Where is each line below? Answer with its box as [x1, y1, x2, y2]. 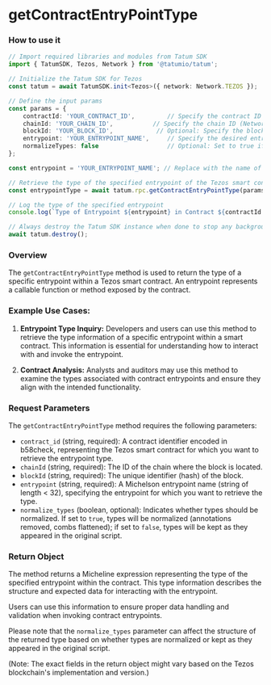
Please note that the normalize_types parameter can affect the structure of [8, 626, 256, 636]
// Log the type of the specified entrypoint [8, 200, 164, 209]
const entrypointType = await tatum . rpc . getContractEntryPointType [8, 186, 240, 195]
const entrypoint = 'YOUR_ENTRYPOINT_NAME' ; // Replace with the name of [8, 164, 262, 172]
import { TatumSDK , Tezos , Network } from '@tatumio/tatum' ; [8, 61, 219, 69]
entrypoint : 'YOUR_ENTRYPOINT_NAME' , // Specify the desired [23, 135, 248, 143]
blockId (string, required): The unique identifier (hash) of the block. [19, 471, 244, 480]
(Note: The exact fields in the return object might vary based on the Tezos [8, 659, 254, 669]
